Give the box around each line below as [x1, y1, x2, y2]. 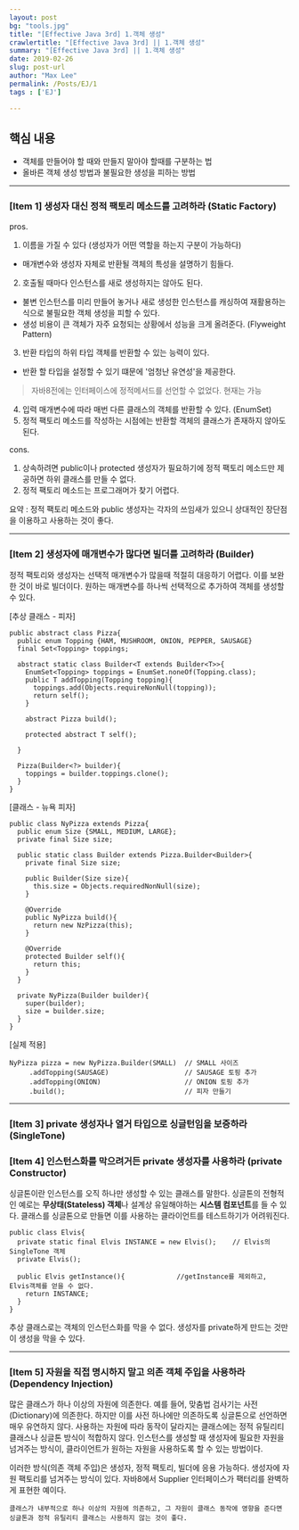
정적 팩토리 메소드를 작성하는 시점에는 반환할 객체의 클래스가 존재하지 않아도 [21, 415, 287, 426]
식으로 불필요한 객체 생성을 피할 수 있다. [21, 307, 160, 318]
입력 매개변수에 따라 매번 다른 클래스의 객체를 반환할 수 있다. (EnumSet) [21, 403, 272, 415]
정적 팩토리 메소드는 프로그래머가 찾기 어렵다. [21, 484, 180, 495]
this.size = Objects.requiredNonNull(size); [32, 881, 201, 890]
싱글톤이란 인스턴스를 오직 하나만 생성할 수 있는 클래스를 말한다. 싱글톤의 [9, 1188, 261, 1199]
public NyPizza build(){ [25, 913, 117, 922]
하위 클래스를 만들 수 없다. [45, 474, 136, 484]
